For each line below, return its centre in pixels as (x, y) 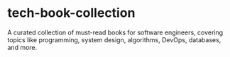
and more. (22, 47)
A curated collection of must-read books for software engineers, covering (115, 32)
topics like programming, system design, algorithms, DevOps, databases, (114, 39)
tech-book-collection (71, 13)
